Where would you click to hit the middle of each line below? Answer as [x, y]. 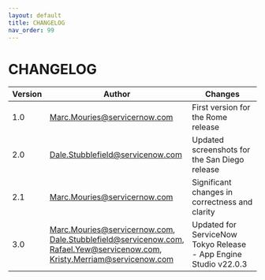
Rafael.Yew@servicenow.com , [106, 249]
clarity [203, 212]
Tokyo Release [219, 245]
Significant [212, 182]
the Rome [210, 118]
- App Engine [217, 255]
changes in [212, 192]
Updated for [214, 225]
